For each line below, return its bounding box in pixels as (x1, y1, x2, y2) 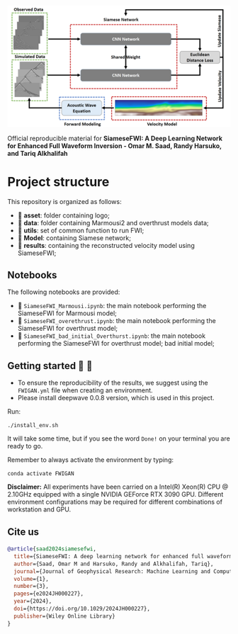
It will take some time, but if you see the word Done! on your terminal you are (7, 434, 230, 443)
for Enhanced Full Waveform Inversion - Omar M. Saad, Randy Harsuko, (7, 141, 222, 150)
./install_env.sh (7, 422, 59, 429)
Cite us (7, 526, 40, 538)
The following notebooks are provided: (7, 288, 120, 296)
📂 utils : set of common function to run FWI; (17, 226, 144, 234)
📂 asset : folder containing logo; (17, 211, 110, 220)
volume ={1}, (13, 575, 50, 582)
